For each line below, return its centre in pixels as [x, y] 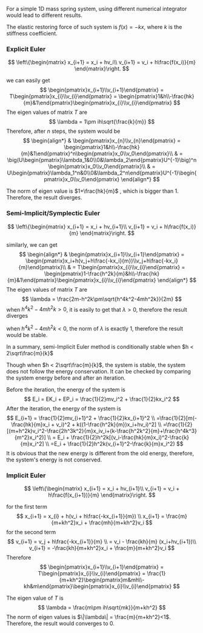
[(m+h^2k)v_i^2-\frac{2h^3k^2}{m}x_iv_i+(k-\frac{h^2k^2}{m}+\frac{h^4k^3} [101, 430]
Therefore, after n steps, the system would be [63, 131]
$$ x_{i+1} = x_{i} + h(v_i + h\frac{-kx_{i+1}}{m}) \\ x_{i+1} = [90, 516]
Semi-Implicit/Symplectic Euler [53, 213]
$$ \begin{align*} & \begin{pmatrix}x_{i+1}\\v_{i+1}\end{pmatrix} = [102, 254]
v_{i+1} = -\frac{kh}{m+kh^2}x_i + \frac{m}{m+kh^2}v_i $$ [102, 548]
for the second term [31, 532]
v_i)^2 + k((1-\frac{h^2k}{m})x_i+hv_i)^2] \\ [109, 424]
